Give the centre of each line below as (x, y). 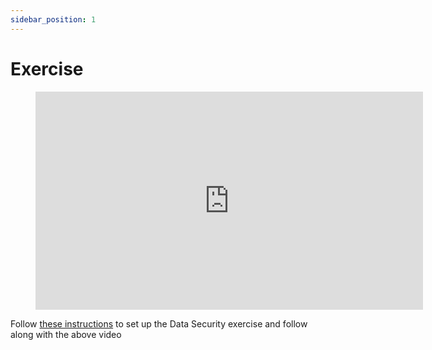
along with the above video (66, 334)
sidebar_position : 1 (53, 19)
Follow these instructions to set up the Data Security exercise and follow (159, 323)
